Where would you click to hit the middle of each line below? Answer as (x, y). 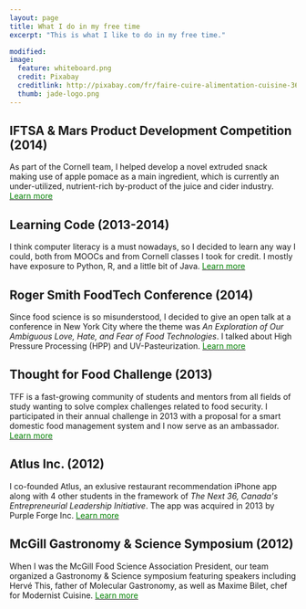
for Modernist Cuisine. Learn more (74, 595)
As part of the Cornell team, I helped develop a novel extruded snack (139, 167)
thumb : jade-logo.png (59, 94)
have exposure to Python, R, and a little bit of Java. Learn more (127, 267)
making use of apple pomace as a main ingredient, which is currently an (144, 177)
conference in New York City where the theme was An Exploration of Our (147, 327)
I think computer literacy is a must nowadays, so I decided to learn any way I (153, 247)
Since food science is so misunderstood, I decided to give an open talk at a (150, 317)
